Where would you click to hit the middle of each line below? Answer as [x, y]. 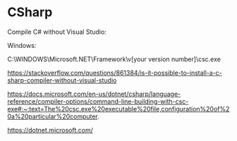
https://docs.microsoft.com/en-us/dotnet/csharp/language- [94, 94]
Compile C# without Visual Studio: [57, 32]
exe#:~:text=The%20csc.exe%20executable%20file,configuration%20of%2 [119, 109]
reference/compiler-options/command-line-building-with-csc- [98, 101]
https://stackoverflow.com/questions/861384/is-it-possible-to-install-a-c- [115, 73]
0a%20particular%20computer [53, 116]
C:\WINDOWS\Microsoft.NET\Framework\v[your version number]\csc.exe [114, 59]
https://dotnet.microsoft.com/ [50, 130]
